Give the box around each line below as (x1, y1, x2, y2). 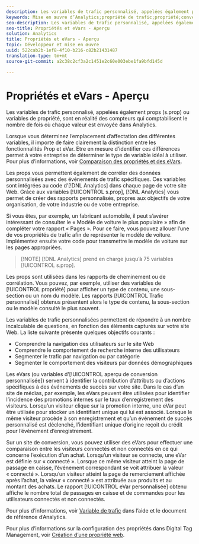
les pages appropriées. (6, 244, 63, 251)
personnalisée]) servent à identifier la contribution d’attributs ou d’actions (6, 377, 185, 384)
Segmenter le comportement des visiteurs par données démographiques (14, 360, 192, 367)
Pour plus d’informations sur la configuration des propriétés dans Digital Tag (6, 525, 192, 532)
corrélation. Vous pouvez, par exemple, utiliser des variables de (6, 279, 162, 287)
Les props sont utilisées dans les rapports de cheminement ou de (6, 273, 166, 281)
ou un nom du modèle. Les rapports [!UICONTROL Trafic (25, 292, 164, 300)
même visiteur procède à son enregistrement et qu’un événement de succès (6, 415, 192, 422)
